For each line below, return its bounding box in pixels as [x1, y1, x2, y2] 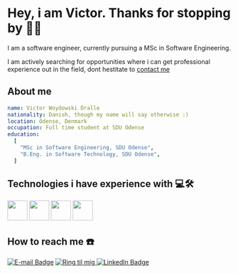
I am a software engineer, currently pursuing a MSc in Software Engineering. [7, 43, 231, 52]
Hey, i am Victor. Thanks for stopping [7, 5, 231, 21]
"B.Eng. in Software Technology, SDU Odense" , [20, 151, 161, 158]
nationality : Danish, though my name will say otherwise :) [7, 111, 190, 118]
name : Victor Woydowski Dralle [7, 105, 100, 112]
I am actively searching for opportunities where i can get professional [7, 57, 211, 65]
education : [7, 131, 40, 138]
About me [7, 85, 52, 97]
